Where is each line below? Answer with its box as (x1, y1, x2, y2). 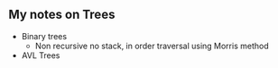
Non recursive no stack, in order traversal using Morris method (34, 40, 269, 51)
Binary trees (21, 30, 68, 41)
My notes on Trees (8, 7, 116, 22)
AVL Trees (21, 49, 60, 61)
